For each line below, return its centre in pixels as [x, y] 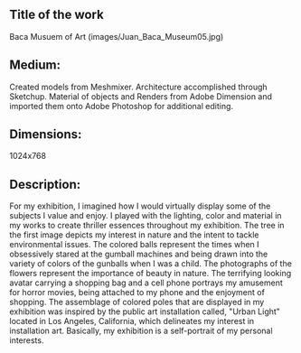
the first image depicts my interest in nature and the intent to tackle [134, 235]
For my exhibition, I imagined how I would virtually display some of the [140, 206]
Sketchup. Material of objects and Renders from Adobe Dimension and [141, 96]
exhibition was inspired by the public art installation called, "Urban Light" [145, 311]
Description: [45, 184]
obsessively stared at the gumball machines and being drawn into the [139, 254]
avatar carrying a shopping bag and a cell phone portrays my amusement [146, 283]
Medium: [35, 65]
